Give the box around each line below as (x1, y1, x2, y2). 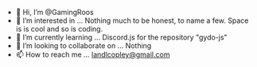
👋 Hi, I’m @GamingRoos (15, 8, 94, 17)
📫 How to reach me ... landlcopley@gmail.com (15, 50, 170, 59)
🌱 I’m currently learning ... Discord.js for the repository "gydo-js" (15, 32, 228, 42)
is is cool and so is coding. (15, 24, 103, 33)
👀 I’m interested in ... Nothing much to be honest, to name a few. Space (15, 16, 249, 25)
